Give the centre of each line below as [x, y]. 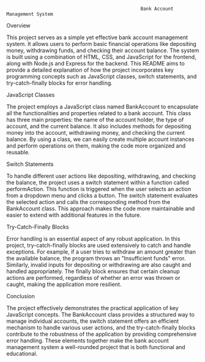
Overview [18, 25]
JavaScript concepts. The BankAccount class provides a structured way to [100, 315]
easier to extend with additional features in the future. [74, 215]
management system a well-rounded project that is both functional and [96, 347]
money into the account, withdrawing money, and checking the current [96, 133]
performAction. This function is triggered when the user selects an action [99, 189]
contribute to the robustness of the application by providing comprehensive [102, 334]
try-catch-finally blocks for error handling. [60, 83]
